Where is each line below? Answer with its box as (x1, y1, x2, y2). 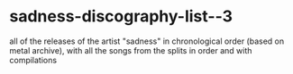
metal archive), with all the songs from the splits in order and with (9, 45, 252, 55)
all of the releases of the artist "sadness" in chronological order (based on (9, 36, 285, 46)
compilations (9, 54, 57, 65)
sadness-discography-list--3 (9, 6, 233, 27)
